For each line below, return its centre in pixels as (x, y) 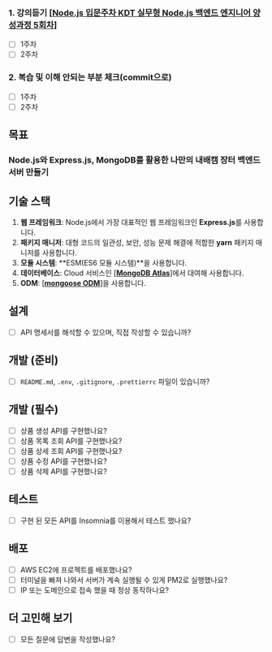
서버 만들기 (29, 172)
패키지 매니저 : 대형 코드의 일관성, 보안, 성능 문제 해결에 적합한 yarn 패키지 (137, 242)
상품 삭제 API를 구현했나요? (63, 471)
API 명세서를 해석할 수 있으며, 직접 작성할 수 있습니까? (106, 332)
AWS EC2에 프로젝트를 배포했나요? (76, 569)
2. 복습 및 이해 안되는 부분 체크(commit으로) (90, 77)
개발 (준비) (34, 360)
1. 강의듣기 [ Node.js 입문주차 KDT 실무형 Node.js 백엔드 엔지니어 (130, 12)
